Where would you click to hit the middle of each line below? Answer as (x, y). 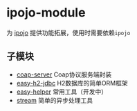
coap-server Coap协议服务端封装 (64, 74)
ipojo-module (46, 13)
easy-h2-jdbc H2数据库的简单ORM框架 (72, 83)
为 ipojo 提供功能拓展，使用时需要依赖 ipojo (68, 32)
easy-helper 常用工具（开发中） (62, 92)
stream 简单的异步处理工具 (55, 100)
